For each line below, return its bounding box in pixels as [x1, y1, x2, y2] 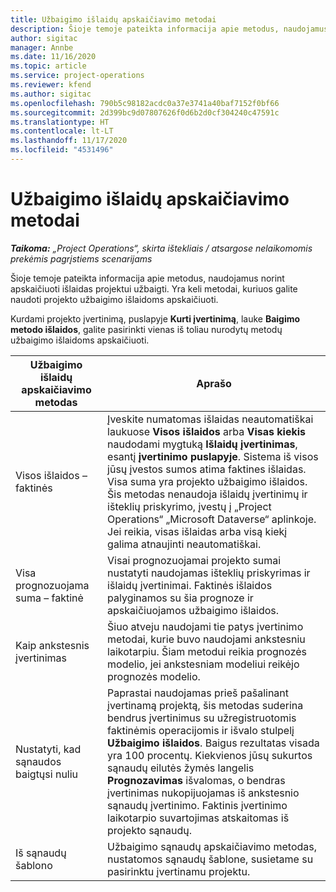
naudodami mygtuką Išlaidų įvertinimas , [107, 437, 298, 451]
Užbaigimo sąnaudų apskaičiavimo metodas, [107, 839, 318, 853]
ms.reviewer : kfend [10, 80, 92, 90]
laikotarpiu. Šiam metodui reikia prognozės [107, 644, 308, 658]
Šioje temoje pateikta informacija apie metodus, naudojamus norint [10, 272, 285, 284]
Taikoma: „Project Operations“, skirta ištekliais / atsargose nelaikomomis [10, 242, 313, 254]
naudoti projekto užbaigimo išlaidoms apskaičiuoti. [10, 293, 219, 305]
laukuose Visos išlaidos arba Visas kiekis [107, 424, 307, 438]
